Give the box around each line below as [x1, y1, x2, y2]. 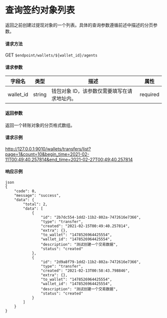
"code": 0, [14, 188, 37, 194]
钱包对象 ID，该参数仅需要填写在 [51, 88, 128, 95]
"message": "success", [14, 193, 61, 198]
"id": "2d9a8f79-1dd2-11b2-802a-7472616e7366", [40, 259, 141, 265]
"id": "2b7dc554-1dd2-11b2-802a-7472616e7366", [40, 215, 141, 220]
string [33, 91, 47, 98]
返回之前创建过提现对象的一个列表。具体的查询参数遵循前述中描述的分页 [5, 22, 153, 28]
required [139, 91, 160, 98]
